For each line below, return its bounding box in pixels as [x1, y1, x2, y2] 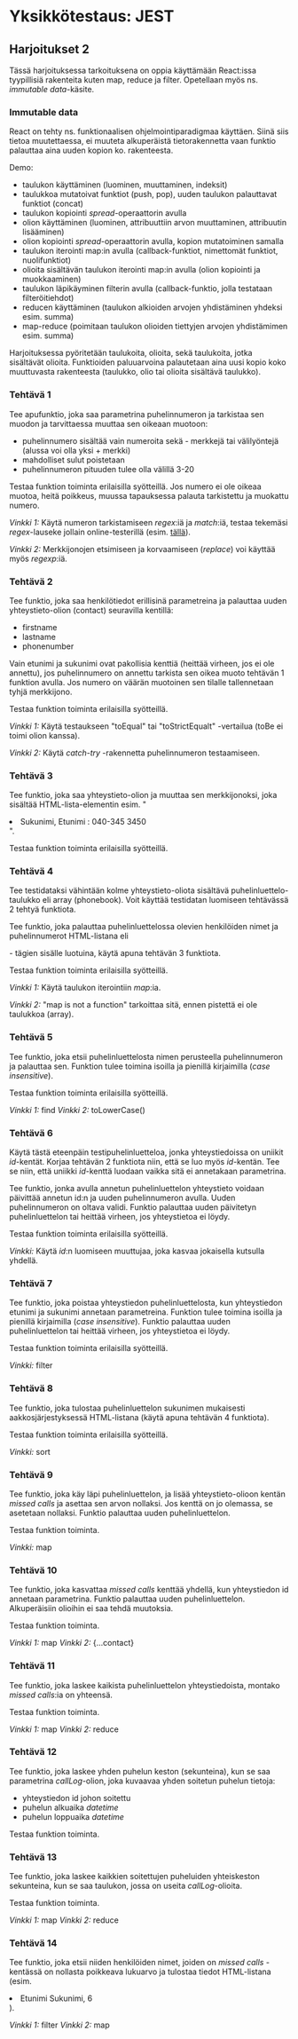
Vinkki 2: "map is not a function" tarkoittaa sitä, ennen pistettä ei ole [9, 1000, 258, 1010]
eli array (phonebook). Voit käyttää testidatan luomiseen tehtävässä [42, 895, 289, 905]
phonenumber [21, 641, 74, 652]
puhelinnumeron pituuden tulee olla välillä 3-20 [21, 463, 195, 474]
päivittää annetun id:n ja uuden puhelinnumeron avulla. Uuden [9, 1192, 236, 1204]
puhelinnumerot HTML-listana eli [9, 930, 129, 942]
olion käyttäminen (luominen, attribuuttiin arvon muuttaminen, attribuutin [21, 217, 286, 228]
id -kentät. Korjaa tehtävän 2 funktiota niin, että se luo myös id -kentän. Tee [9, 1157, 280, 1167]
